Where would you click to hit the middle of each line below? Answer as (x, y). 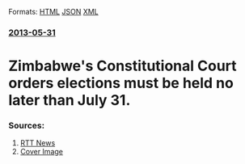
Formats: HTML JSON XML (53, 12)
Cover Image (41, 152)
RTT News (38, 143)
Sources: (27, 126)
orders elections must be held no (121, 83)
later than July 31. (70, 101)
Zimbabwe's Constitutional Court (122, 66)
